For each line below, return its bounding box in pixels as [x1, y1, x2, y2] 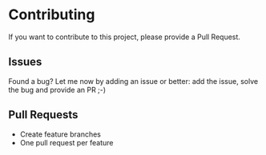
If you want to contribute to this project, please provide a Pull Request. [8, 32, 240, 42]
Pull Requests [8, 108, 79, 121]
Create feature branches [19, 129, 102, 139]
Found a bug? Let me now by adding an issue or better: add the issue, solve [8, 76, 259, 85]
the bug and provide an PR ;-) [8, 85, 107, 94]
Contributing [8, 6, 95, 24]
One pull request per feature [19, 137, 114, 147]
